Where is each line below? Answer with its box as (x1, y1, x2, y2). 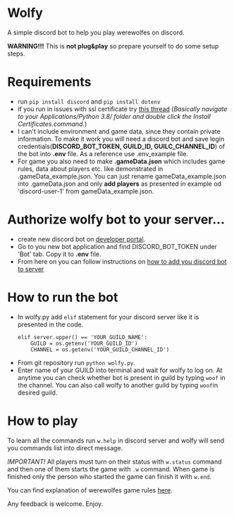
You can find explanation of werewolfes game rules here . (7, 485, 173, 494)
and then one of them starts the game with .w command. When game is (7, 464, 215, 473)
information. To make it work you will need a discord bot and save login (17, 134, 225, 143)
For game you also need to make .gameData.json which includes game (17, 157, 226, 165)
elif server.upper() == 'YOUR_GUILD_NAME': (17, 333, 148, 341)
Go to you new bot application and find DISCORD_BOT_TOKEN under (17, 242, 217, 250)
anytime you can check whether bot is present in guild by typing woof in (17, 373, 226, 381)
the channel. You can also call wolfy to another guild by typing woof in (17, 381, 218, 389)
